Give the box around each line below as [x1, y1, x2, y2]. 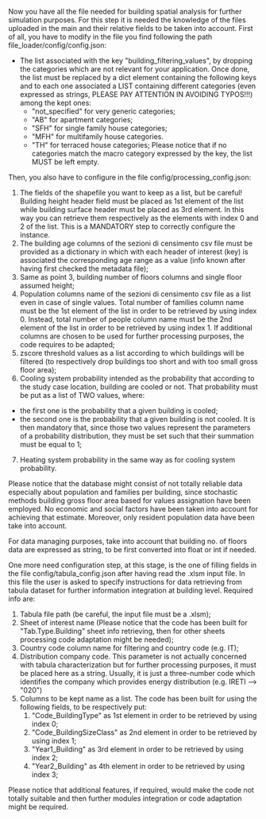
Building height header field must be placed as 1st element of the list [19, 196, 244, 206]
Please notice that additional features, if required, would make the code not [8, 786, 254, 794]
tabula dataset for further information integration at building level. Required [8, 585, 253, 595]
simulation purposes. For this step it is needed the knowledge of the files [8, 15, 246, 25]
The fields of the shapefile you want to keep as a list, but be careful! [19, 188, 243, 197]
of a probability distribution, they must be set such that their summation [19, 431, 254, 440]
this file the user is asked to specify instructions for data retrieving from [8, 578, 242, 586]
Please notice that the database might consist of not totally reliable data [8, 479, 243, 488]
